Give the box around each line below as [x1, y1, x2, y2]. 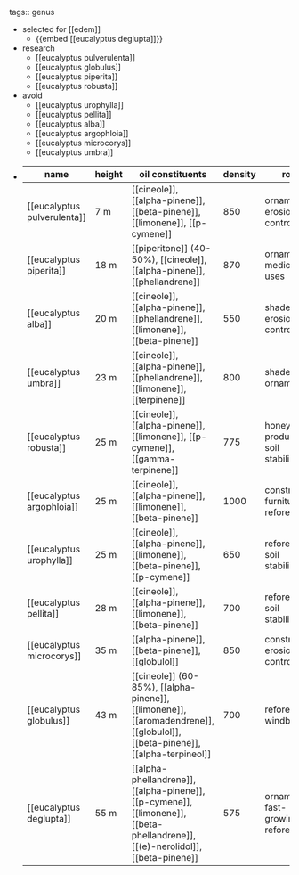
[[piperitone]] [131, 242, 189, 254]
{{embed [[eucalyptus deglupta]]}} [35, 34, 163, 44]
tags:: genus [9, 7, 55, 17]
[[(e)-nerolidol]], [131, 840, 203, 853]
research [21, 43, 55, 53]
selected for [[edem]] [21, 24, 101, 34]
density [222, 168, 256, 180]
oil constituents [139, 168, 207, 180]
